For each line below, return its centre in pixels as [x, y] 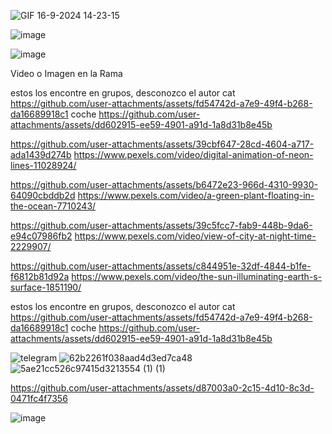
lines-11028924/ [43, 165]
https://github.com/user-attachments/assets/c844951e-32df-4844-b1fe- [161, 266]
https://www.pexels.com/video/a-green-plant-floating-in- [196, 195]
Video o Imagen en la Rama [66, 73]
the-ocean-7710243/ [53, 206]
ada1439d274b [41, 154]
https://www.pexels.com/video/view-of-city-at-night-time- [195, 236]
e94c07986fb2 [41, 236]
